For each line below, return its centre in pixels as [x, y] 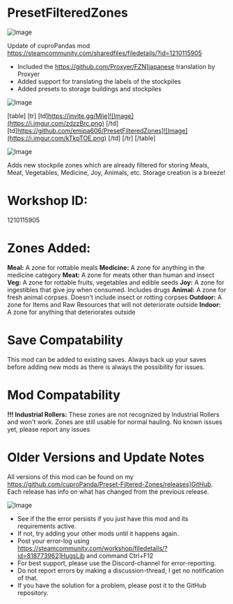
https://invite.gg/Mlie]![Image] [91, 116]
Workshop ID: [48, 201]
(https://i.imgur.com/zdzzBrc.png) [56, 123]
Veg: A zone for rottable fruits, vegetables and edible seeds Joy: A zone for [116, 282]
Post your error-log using [53, 541]
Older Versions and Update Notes [106, 457]
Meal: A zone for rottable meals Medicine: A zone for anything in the [106, 267]
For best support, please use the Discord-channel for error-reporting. [116, 563]
